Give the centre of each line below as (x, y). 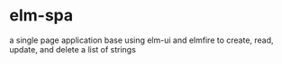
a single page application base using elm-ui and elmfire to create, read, (141, 40)
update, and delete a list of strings (73, 49)
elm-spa (41, 16)
